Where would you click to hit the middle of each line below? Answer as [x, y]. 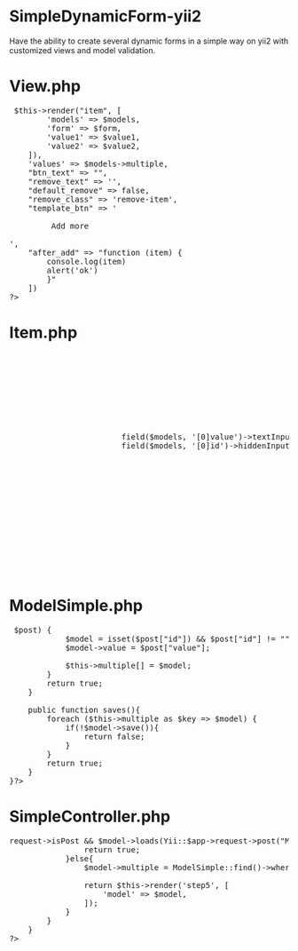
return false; [114, 736]
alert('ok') [73, 270]
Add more [70, 226]
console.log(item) [86, 261]
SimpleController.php [90, 816]
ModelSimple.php [76, 606]
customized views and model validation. [82, 50]
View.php [45, 87]
